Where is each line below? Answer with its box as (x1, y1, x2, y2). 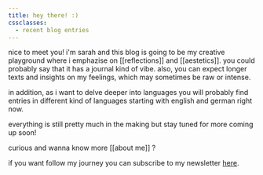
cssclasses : (8, 19, 47, 27)
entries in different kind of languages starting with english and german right (8, 96, 253, 106)
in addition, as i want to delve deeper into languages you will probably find (8, 88, 249, 97)
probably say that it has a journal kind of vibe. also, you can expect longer (8, 64, 247, 74)
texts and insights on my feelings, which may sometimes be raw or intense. (8, 72, 251, 82)
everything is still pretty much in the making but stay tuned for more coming (8, 119, 254, 129)
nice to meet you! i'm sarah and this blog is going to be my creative (8, 48, 225, 57)
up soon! (8, 128, 37, 137)
